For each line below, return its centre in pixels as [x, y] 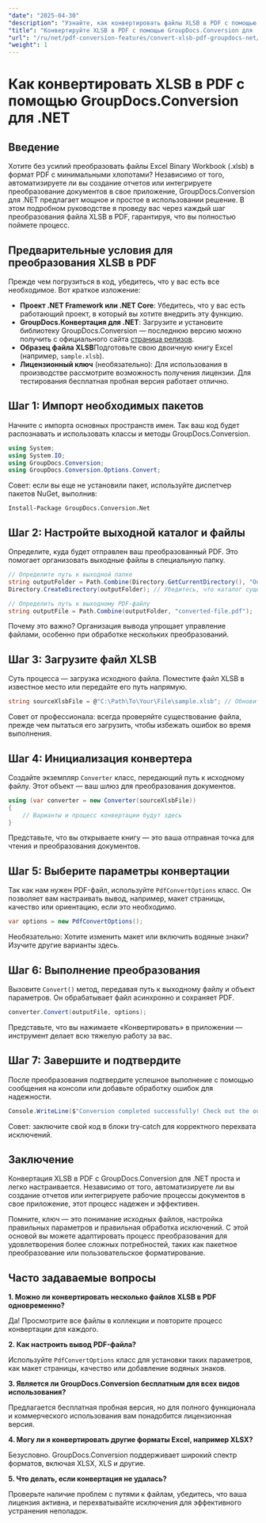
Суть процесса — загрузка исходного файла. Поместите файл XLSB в [126, 679]
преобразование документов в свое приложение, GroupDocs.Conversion [132, 192]
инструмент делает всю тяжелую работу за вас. [90, 1035]
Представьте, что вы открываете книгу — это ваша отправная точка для [131, 838]
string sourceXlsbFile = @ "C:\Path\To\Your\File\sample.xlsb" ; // [120, 702]
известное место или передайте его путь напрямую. [98, 687]
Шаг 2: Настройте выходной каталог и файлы [127, 532]
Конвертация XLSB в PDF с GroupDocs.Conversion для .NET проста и [124, 1179]
